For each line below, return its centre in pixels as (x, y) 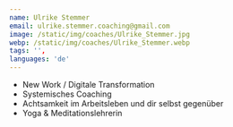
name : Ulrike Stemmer (50, 17)
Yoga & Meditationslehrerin (72, 113)
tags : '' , (28, 51)
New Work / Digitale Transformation (88, 85)
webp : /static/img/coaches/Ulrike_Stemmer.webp (100, 42)
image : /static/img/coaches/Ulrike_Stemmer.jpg (100, 34)
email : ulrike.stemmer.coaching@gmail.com (90, 26)
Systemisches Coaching (67, 94)
